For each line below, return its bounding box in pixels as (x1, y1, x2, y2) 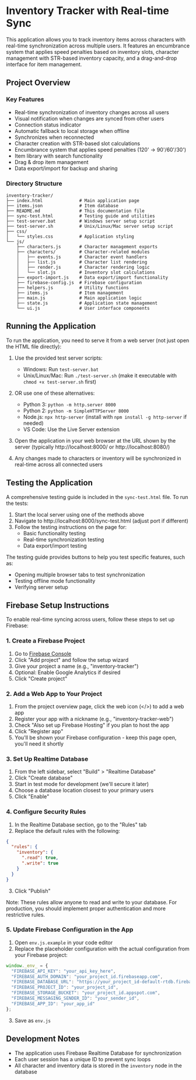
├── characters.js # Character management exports (16, 244, 158, 250)
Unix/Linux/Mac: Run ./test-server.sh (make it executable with (23, 372, 177, 379)
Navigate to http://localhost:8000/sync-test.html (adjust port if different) (14, 517, 188, 524)
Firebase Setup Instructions (6, 600, 110, 610)
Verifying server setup (14, 583, 68, 590)
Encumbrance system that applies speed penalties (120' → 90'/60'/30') (14, 146, 187, 153)
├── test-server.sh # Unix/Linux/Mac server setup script (6, 223, 174, 229)
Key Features (6, 95, 45, 104)
